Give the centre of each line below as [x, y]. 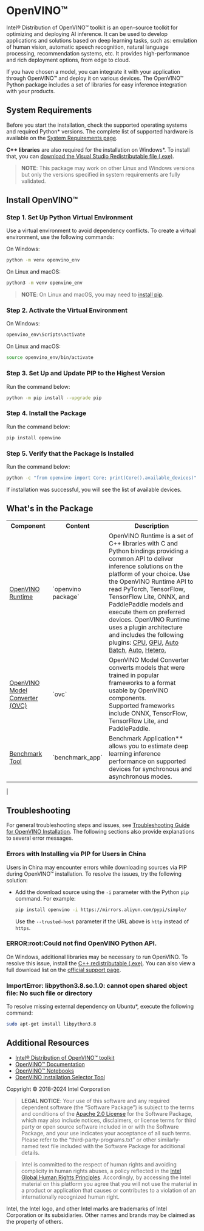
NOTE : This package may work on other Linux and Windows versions [108, 168]
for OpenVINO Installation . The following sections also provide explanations [100, 832]
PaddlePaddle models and [146, 604]
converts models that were [147, 667]
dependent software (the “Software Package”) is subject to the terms [107, 1107]
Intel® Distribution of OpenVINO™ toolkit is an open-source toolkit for [92, 27]
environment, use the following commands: [60, 237]
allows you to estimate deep [148, 746]
